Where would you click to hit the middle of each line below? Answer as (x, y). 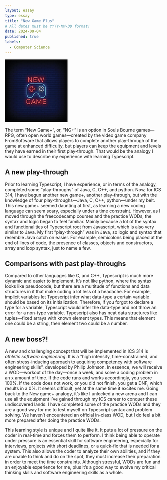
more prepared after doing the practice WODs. (53, 420)
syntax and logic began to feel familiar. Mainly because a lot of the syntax (81, 221)
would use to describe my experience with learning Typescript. (70, 156)
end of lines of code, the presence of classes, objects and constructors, (79, 243)
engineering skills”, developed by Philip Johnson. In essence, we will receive (84, 367)
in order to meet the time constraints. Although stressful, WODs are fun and (83, 462)
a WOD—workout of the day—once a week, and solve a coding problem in (82, 373)
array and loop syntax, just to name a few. (48, 248)
